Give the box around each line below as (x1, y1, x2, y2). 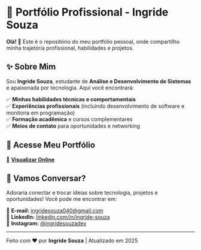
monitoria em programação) (6, 109, 75, 116)
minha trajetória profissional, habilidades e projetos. (6, 44, 134, 52)
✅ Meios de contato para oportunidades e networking (6, 122, 141, 129)
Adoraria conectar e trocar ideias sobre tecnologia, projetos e (6, 189, 159, 197)
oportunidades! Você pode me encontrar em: (6, 195, 117, 203)
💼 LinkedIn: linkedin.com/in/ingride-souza (6, 213, 110, 221)
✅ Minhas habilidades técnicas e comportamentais (6, 95, 136, 103)
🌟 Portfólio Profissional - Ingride (6, 5, 169, 19)
